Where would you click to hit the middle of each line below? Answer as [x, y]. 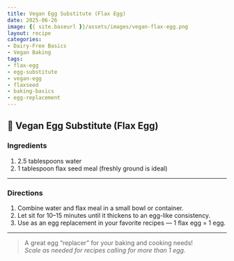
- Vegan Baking [29, 53]
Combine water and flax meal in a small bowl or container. [100, 208]
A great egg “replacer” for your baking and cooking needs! [109, 243]
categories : [24, 40]
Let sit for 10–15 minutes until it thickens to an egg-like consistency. [114, 215]
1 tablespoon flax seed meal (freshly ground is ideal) [92, 168]
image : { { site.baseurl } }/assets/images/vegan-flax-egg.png [98, 26]
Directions [25, 193]
